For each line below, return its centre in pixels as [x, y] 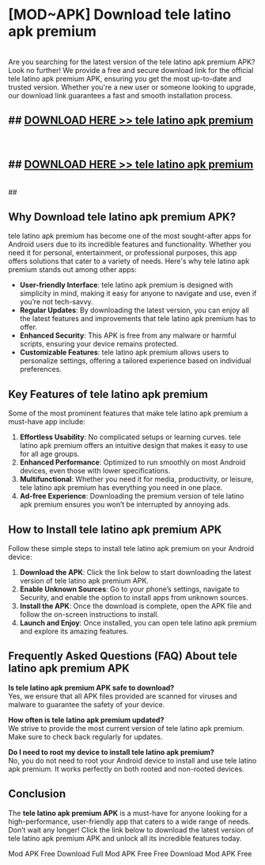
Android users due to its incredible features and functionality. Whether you [130, 244]
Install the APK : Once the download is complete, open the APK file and [135, 606]
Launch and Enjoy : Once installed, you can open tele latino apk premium [138, 623]
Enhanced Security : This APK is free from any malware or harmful [128, 335]
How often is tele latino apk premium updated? [86, 720]
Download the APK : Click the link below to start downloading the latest [135, 572]
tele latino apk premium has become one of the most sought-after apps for [130, 236]
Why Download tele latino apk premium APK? [122, 217]
